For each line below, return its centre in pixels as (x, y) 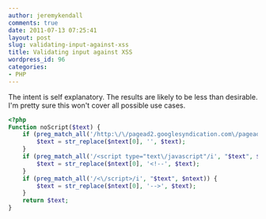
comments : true (33, 23)
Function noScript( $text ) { (55, 127)
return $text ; (46, 201)
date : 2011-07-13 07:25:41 (53, 30)
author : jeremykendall (46, 15)
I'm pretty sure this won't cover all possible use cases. (97, 105)
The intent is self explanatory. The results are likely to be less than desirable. (133, 96)
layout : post (30, 38)
